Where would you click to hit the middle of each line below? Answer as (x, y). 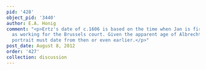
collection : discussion (37, 57)
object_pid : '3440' (31, 18)
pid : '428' (20, 12)
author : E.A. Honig (31, 23)
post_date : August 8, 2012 (41, 46)
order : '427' (23, 52)
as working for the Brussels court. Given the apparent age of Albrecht (107, 35)
